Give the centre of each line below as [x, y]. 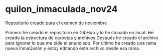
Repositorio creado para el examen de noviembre [56, 23]
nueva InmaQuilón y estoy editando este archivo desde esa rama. [73, 48]
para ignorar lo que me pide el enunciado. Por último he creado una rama [81, 43]
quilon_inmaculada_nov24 [61, 9]
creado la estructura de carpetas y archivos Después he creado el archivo [82, 38]
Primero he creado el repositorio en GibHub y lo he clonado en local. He [79, 32]
